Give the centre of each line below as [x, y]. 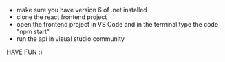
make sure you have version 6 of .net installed [82, 10]
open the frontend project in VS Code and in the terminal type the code [117, 24]
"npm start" [33, 31]
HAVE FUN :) [24, 52]
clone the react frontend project [62, 17]
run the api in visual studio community [71, 39]
